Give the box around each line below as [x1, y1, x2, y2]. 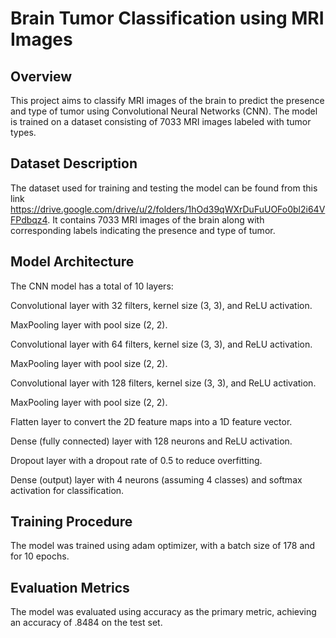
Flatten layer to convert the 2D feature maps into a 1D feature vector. [10, 415, 293, 427]
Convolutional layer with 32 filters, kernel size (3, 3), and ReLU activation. [10, 299, 313, 311]
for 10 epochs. [10, 550, 70, 562]
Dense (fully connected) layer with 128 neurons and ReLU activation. [10, 435, 293, 447]
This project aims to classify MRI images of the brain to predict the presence [10, 95, 325, 106]
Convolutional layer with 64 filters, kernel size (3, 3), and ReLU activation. [10, 338, 313, 350]
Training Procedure [10, 513, 133, 531]
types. [10, 127, 37, 138]
